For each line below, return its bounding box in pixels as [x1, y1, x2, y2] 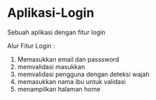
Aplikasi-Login [7, 5, 94, 21]
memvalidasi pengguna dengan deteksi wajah [17, 70, 150, 78]
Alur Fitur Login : [7, 41, 55, 50]
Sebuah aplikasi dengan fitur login [7, 28, 106, 36]
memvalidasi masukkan [17, 62, 85, 71]
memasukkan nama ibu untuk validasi [17, 77, 126, 85]
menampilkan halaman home [17, 85, 101, 93]
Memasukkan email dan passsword [17, 55, 120, 64]
